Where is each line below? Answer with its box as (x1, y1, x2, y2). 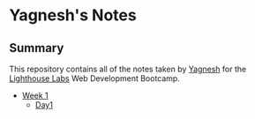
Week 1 (21, 90, 49, 100)
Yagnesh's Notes (9, 5, 137, 26)
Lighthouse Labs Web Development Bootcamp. (9, 73, 181, 84)
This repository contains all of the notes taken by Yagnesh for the (9, 63, 247, 74)
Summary (9, 41, 64, 56)
